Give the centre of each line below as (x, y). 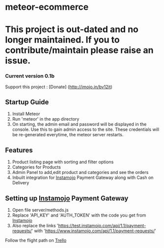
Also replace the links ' (35, 226)
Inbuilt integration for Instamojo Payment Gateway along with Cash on (83, 177)
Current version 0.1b (30, 76)
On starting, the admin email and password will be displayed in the (79, 124)
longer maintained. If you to (62, 40)
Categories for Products (37, 167)
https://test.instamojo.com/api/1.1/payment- (102, 226)
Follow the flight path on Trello (36, 240)
